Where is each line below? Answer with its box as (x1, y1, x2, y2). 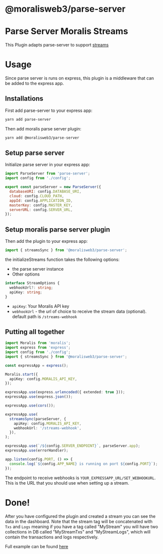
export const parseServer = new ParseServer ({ (5, 185, 101, 190)
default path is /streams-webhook (12, 314, 77, 320)
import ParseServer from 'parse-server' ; (5, 171, 91, 176)
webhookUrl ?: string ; (9, 285, 54, 290)
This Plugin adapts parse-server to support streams (5, 42, 109, 48)
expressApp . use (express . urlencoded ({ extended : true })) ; (5, 390, 125, 395)
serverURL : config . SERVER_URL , (9, 207, 73, 212)
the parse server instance (12, 266, 64, 272)
